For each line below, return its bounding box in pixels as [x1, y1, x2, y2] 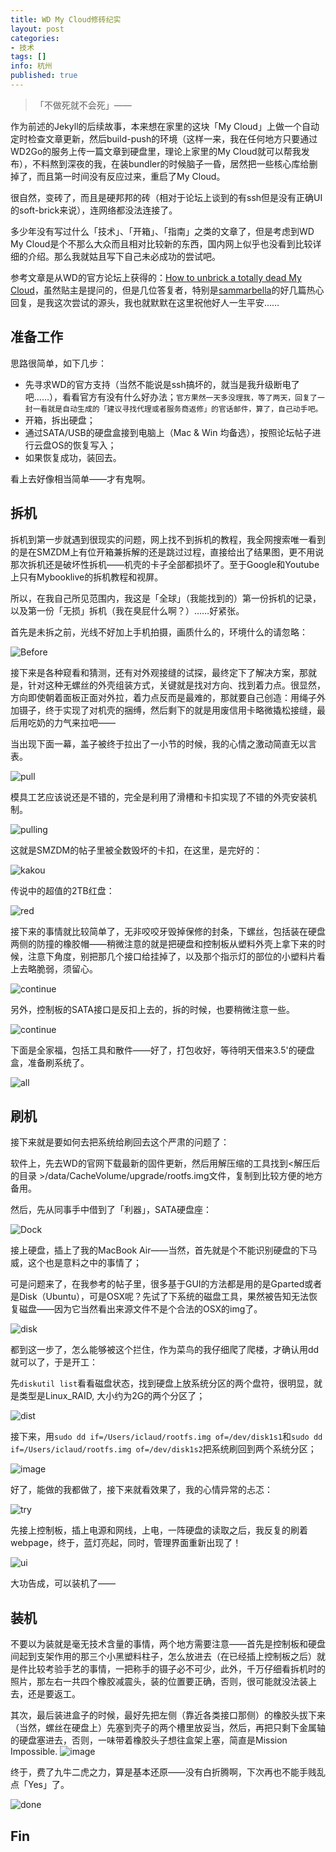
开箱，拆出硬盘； [24, 414, 96, 426]
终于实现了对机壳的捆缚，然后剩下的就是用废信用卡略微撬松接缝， [44, 704, 317, 716]
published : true [10, 71, 78, 81]
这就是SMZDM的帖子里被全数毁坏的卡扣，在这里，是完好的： [10, 844, 263, 856]
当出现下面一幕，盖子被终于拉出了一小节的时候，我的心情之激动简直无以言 [10, 737, 317, 750]
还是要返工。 [27, 1688, 81, 1700]
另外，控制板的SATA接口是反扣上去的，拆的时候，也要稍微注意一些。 [10, 1003, 295, 1015]
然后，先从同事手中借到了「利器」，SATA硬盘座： [10, 1204, 212, 1216]
